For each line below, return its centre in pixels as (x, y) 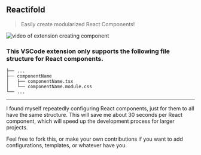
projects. (17, 128)
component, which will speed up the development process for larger (90, 121)
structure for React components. (55, 58)
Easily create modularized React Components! (78, 24)
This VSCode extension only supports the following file (88, 51)
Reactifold (26, 10)
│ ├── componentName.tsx (40, 82)
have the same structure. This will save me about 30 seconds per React (95, 115)
